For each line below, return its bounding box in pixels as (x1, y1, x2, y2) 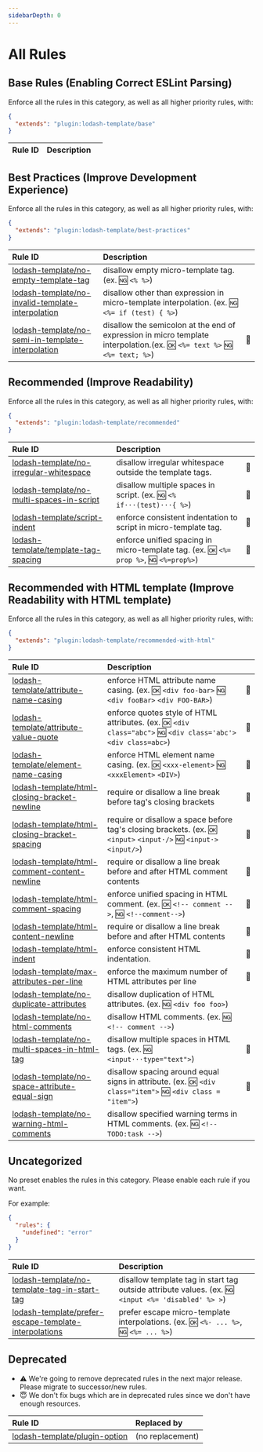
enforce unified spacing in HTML (106, 888, 229, 899)
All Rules (8, 45, 67, 63)
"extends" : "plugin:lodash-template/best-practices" (15, 226, 191, 234)
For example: (8, 1198, 51, 1209)
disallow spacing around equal (106, 1066, 219, 1077)
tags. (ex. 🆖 (106, 1043, 153, 1054)
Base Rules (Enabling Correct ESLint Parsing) (8, 76, 232, 90)
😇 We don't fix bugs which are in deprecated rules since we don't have (19, 1390, 250, 1399)
